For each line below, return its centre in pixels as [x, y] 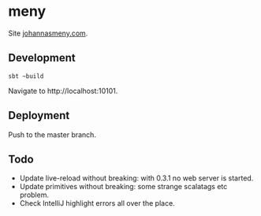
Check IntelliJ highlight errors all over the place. [97, 203]
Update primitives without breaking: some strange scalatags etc [123, 187]
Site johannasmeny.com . [48, 33]
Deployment [39, 115]
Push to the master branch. [52, 134]
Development [42, 58]
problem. [34, 195]
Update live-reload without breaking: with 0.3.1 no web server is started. [136, 178]
